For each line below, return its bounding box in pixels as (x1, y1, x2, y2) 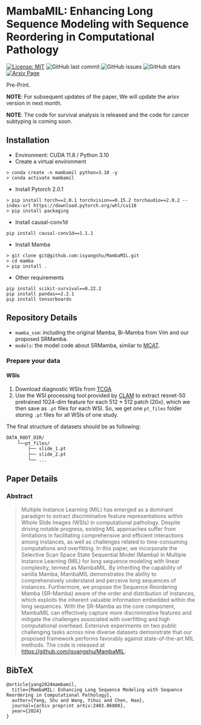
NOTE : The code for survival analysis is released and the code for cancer (6, 111, 189, 118)
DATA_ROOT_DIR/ (6, 434, 45, 440)
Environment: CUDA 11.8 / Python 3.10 (15, 151, 110, 158)
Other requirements (15, 274, 64, 281)
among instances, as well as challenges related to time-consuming (21, 538, 188, 545)
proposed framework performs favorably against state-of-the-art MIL (21, 635, 195, 642)
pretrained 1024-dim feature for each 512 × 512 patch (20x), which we (15, 398, 191, 405)
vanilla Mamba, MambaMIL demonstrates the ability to (21, 570, 157, 578)
